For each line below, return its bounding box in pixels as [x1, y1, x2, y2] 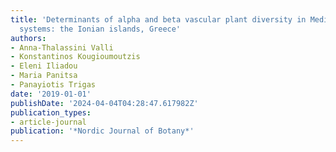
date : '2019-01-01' [10, 89, 92, 99]
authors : [10, 33, 47, 43]
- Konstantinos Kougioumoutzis [10, 52, 141, 62]
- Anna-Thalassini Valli [10, 42, 114, 53]
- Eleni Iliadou [10, 61, 78, 71]
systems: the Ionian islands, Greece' [19, 24, 182, 34]
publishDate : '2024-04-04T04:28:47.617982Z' [10, 98, 199, 108]
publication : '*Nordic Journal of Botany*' [10, 126, 195, 136]
